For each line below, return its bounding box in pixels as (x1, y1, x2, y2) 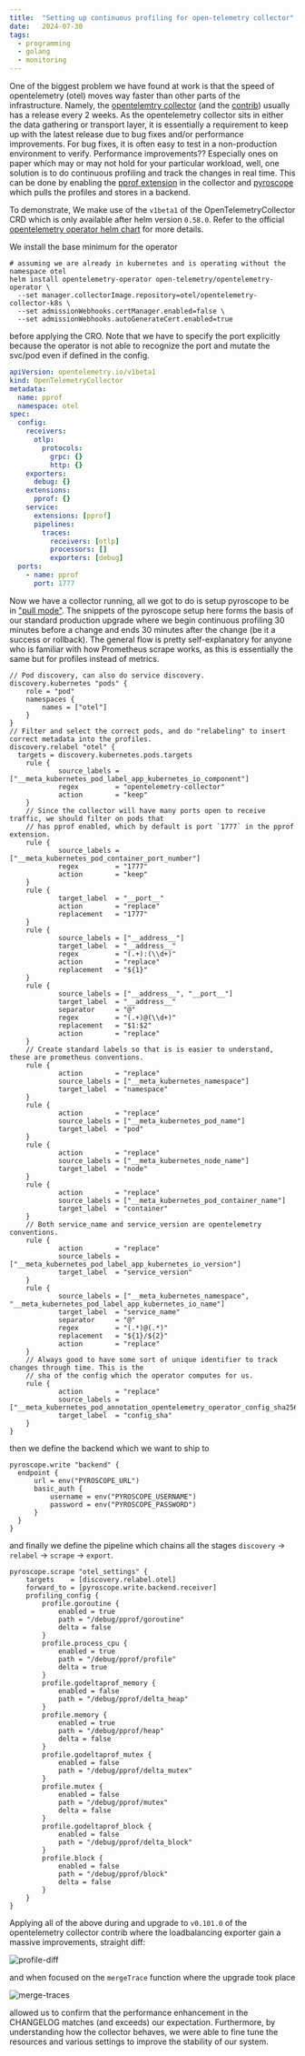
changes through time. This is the (9, 1363, 144, 1372)
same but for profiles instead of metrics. (9, 653, 160, 664)
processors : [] (49, 545, 107, 555)
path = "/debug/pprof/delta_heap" (57, 1694, 189, 1703)
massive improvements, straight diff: (9, 1936, 146, 1947)
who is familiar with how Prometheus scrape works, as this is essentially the (9, 643, 293, 655)
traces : (42, 528, 71, 537)
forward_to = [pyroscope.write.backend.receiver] (25, 1583, 218, 1592)
